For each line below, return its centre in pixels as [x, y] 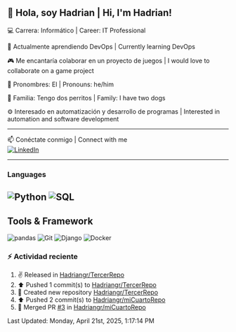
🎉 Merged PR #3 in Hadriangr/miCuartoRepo [81, 307]
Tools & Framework [50, 221]
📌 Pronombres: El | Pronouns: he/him [61, 84]
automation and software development [63, 119]
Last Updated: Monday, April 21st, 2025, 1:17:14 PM [81, 321]
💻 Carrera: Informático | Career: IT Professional [77, 30]
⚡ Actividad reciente [43, 256]
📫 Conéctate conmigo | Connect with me [67, 139]
